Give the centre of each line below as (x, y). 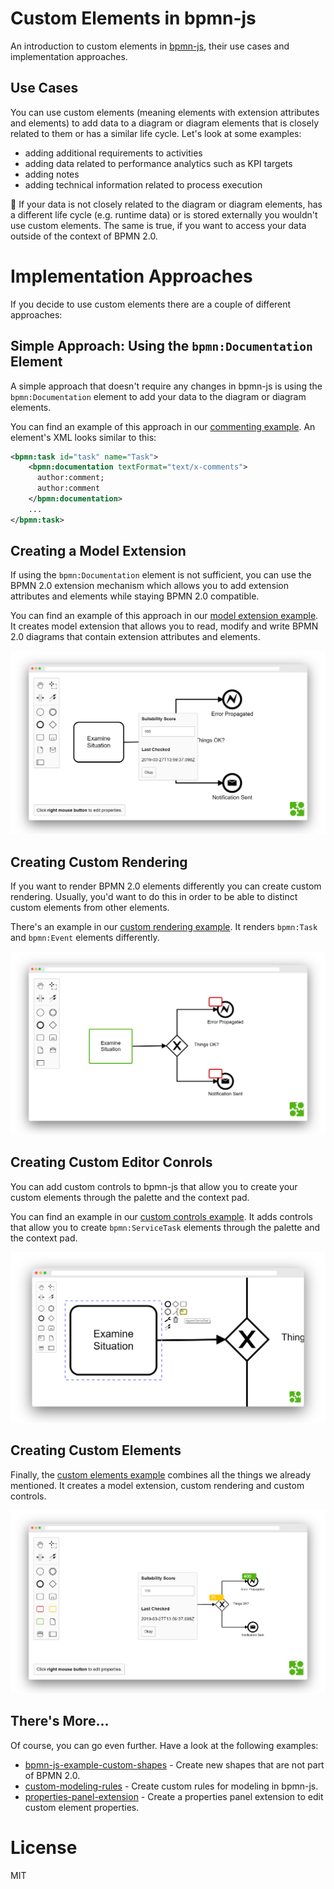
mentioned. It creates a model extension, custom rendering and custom (157, 1485)
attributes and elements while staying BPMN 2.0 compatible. (135, 596)
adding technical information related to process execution (143, 184)
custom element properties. (82, 1807)
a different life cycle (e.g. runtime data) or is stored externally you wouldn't (164, 214)
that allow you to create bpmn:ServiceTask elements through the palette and (165, 1227)
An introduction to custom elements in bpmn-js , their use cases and (150, 46)
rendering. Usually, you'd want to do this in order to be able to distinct (154, 897)
